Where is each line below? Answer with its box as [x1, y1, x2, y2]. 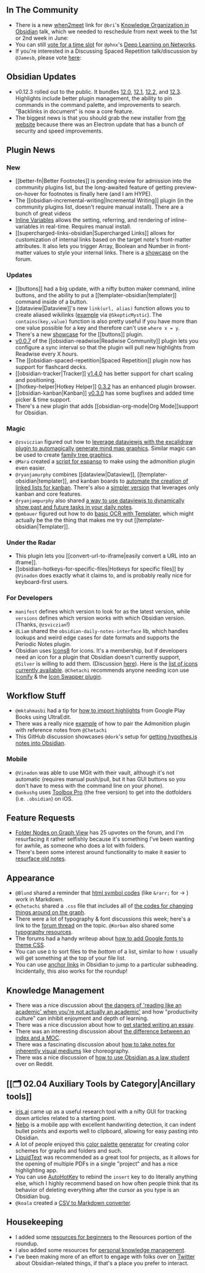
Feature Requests [6, 813, 75, 823]
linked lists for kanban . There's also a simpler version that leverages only [15, 483, 199, 491]
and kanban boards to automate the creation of [69, 477, 188, 485]
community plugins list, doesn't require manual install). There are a [15, 203, 184, 211]
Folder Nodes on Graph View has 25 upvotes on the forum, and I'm [15, 829, 184, 836]
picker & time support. [15, 395, 72, 403]
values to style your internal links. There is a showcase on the [33, 249, 188, 257]
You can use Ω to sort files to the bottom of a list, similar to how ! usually [15, 948, 198, 956]
